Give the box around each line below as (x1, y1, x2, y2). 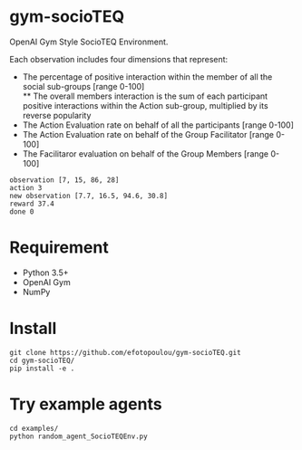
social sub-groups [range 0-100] (22, 81, 145, 91)
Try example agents (9, 394, 162, 414)
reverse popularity (22, 110, 92, 120)
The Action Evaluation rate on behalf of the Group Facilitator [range (22, 129, 275, 139)
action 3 (9, 183, 43, 192)
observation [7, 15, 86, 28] (9, 175, 120, 185)
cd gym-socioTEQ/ (9, 356, 75, 365)
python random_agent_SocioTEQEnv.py (9, 432, 148, 441)
